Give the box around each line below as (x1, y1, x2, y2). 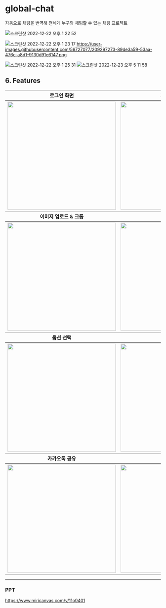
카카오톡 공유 (47, 455, 77, 462)
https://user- (76, 41, 103, 47)
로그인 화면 (49, 92, 74, 99)
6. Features (5, 77, 41, 85)
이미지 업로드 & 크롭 (40, 213, 84, 220)
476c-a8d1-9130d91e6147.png (5, 51, 67, 57)
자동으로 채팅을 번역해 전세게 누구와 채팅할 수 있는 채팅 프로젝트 (5, 20, 128, 26)
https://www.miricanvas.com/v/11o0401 (5, 598, 85, 604)
